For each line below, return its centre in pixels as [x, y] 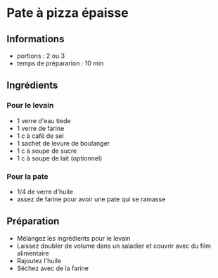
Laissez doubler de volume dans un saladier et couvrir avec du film [114, 246]
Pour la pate [27, 176]
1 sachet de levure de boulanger [63, 143]
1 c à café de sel [40, 136]
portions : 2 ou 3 [40, 56]
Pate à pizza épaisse [68, 13]
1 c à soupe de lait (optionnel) [59, 158]
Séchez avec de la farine [53, 268]
